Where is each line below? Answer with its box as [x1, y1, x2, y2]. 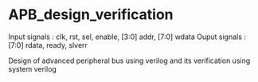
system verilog [8, 64, 57, 73]
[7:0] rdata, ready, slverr [8, 40, 88, 49]
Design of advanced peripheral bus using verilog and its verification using [8, 56, 251, 65]
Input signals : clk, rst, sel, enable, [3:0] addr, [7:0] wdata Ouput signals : [8, 32, 247, 41]
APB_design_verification [8, 6, 174, 24]
